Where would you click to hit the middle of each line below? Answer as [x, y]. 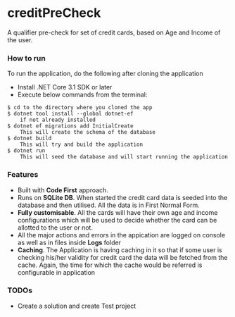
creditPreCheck [54, 13]
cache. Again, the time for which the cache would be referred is [110, 265]
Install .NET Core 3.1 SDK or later [65, 87]
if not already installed [58, 120]
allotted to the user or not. [55, 228]
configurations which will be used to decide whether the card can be [117, 220]
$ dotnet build [30, 139]
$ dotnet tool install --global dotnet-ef [70, 114]
